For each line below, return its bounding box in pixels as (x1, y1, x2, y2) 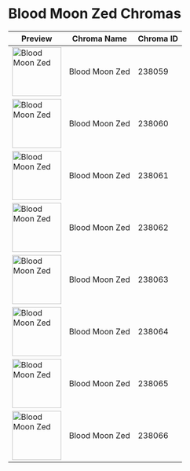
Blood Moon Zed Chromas (8, 5, 182, 23)
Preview (20, 33, 53, 44)
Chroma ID (137, 33, 179, 44)
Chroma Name (71, 33, 127, 44)
